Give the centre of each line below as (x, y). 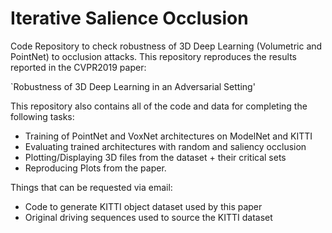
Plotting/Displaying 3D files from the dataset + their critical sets (155, 157)
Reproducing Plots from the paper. (95, 168)
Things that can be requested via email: (91, 187)
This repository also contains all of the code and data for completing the (159, 106)
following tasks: (42, 116)
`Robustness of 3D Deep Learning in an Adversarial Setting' (133, 86)
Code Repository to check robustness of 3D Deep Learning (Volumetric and (166, 46)
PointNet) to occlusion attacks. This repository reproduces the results (153, 56)
